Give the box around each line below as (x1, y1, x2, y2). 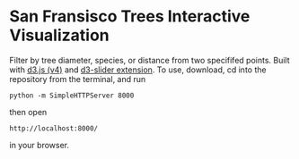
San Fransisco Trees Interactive (9, 6, 251, 27)
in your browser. (9, 139, 70, 150)
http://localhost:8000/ (9, 123, 99, 133)
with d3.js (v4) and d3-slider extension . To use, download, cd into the (9, 64, 267, 75)
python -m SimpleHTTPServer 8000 (9, 91, 135, 100)
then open (9, 106, 48, 117)
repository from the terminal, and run (9, 73, 146, 84)
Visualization (9, 25, 110, 46)
